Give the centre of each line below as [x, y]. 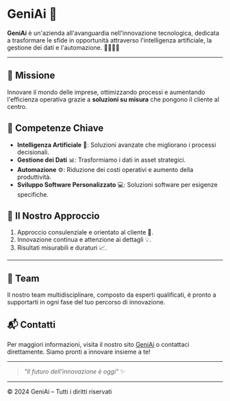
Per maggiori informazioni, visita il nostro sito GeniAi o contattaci [98, 344]
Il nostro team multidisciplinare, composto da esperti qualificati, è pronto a [112, 295]
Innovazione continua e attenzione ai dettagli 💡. [84, 240]
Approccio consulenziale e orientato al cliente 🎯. [85, 232]
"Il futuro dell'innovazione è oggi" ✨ [74, 372]
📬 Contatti [31, 325]
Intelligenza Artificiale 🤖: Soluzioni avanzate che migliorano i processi [116, 145]
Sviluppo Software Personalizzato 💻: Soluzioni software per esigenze [117, 184]
